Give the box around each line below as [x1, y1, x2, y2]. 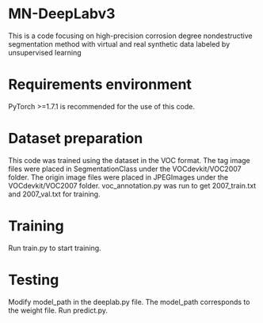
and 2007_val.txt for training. [8, 189, 101, 199]
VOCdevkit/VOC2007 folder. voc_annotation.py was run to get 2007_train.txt [8, 180, 257, 190]
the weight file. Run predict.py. [8, 306, 109, 315]
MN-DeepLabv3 [8, 5, 116, 23]
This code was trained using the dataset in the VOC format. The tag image [8, 155, 251, 165]
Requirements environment [8, 76, 192, 93]
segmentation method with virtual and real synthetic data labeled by [8, 39, 231, 48]
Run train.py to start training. [8, 243, 101, 253]
